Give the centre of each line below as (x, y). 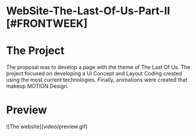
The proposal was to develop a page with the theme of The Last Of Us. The (98, 67)
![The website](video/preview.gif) (47, 126)
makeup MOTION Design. (37, 86)
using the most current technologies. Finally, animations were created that (97, 80)
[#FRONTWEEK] (47, 23)
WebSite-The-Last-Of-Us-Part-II (88, 11)
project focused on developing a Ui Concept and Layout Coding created (94, 74)
